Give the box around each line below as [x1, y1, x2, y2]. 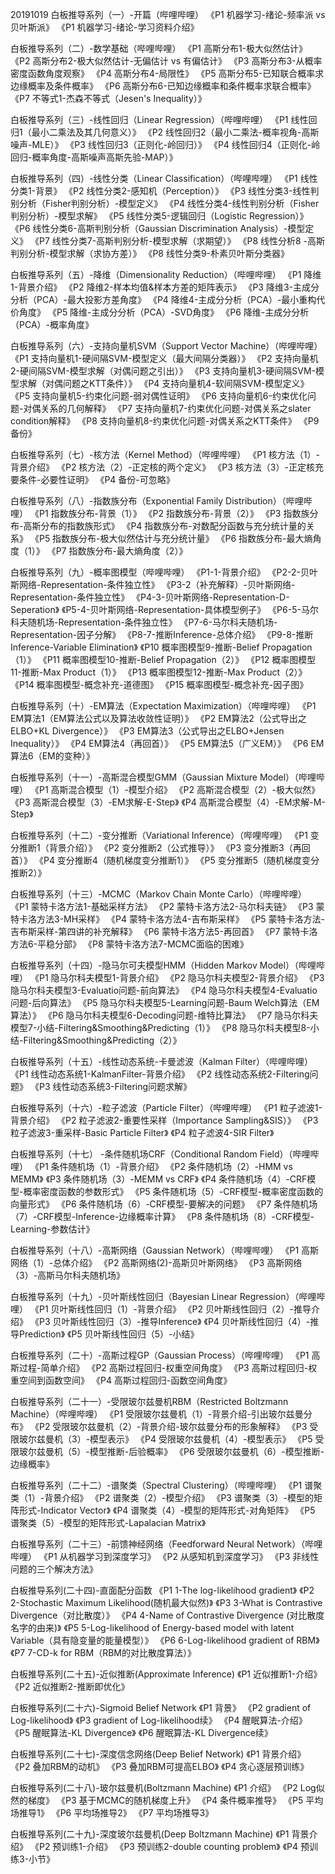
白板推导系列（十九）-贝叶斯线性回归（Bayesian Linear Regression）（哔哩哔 [10, 1291, 326, 1302]
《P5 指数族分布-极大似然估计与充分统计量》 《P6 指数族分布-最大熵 [29, 533, 313, 544]
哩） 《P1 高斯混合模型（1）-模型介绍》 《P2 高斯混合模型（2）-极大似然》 [10, 784, 320, 795]
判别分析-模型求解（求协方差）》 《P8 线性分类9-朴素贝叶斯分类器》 [10, 248, 290, 259]
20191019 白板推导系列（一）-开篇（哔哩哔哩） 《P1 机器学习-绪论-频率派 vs [10, 9, 326, 20]
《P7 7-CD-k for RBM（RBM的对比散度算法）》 [10, 1647, 197, 1658]
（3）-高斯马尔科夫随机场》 [10, 1269, 126, 1281]
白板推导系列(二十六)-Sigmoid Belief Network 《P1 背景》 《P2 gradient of [10, 1702, 312, 1713]
